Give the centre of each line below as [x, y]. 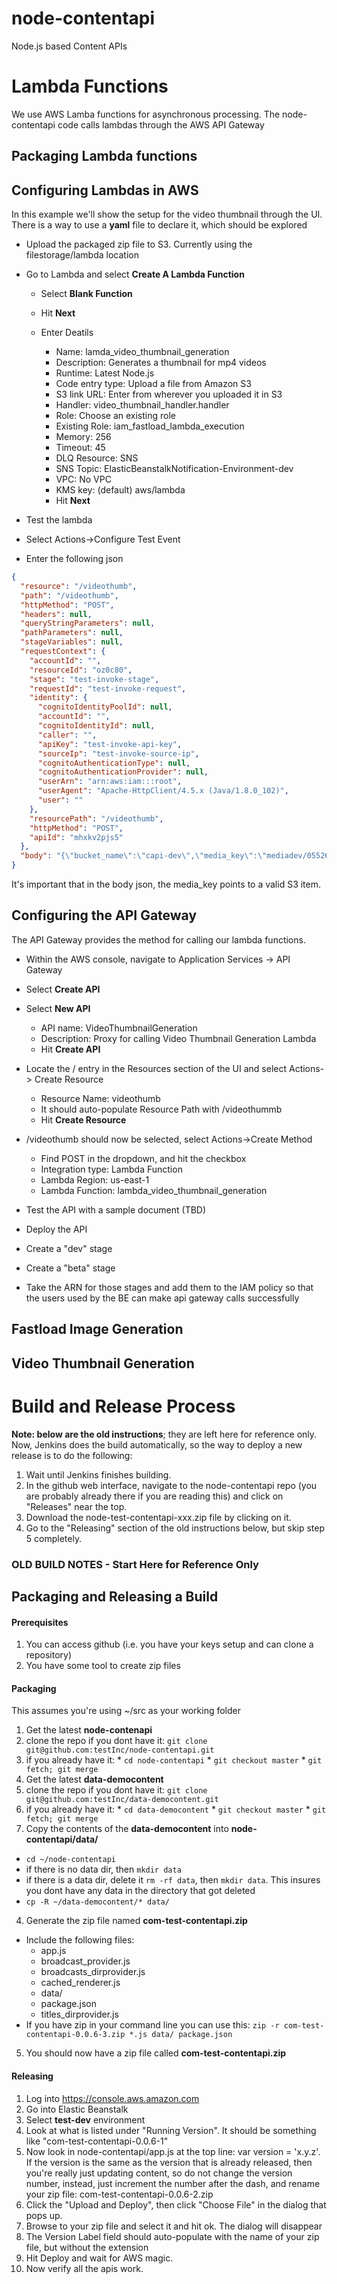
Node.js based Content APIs [69, 46]
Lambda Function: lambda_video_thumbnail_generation [154, 1190]
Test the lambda [59, 520]
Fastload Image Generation [97, 1329]
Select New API [58, 1008]
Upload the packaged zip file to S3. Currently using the [139, 244]
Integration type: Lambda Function [111, 1169]
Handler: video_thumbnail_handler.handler [142, 405]
